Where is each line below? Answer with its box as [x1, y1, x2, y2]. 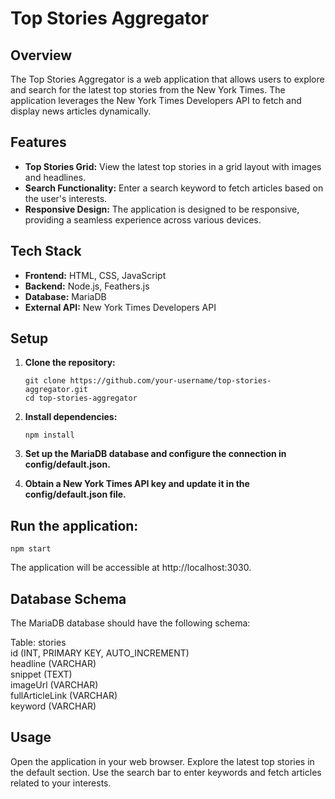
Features [10, 134, 67, 151]
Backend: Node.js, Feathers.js [24, 280, 150, 292]
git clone [24, 376, 67, 386]
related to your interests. [10, 777, 112, 789]
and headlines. [24, 171, 87, 183]
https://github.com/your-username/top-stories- [69, 376, 272, 386]
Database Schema [10, 590, 127, 607]
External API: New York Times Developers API [24, 301, 217, 313]
